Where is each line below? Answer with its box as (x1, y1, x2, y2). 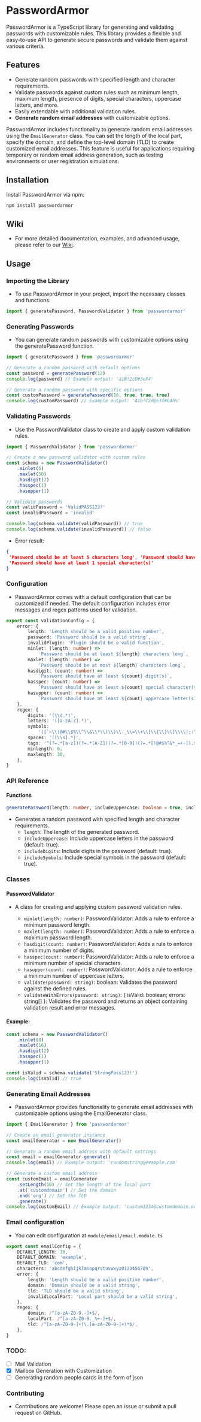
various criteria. (6, 43, 45, 50)
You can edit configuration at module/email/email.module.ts (14, 1231, 163, 1239)
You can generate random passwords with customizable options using (14, 336, 188, 344)
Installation (6, 175, 49, 185)
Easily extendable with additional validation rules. (14, 107, 136, 115)
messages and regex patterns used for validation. (14, 606, 138, 613)
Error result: (14, 537, 45, 544)
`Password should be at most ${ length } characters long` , (38, 662, 186, 668)
